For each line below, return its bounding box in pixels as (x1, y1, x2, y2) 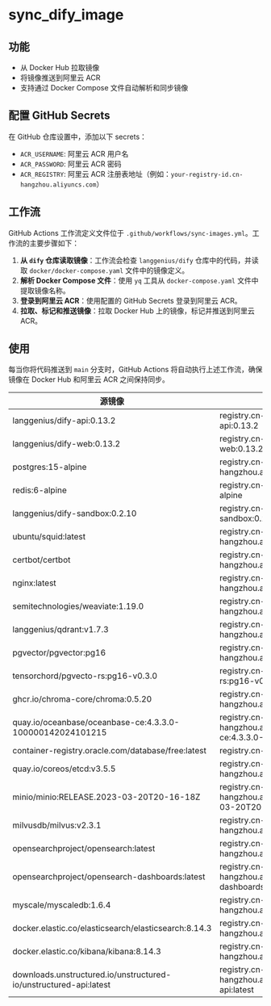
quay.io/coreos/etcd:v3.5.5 (12, 763, 116, 774)
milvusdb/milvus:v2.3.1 (12, 819, 102, 831)
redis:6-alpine (12, 484, 67, 496)
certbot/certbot (12, 555, 71, 566)
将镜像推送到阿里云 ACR (19, 73, 101, 82)
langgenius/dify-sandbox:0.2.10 (12, 508, 137, 519)
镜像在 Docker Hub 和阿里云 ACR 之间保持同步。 (8, 375, 169, 384)
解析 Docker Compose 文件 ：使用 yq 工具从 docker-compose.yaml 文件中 (19, 275, 259, 285)
